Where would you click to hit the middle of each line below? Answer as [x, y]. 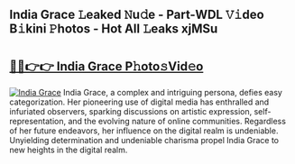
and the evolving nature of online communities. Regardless [177, 121]
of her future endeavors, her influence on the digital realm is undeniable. [144, 131]
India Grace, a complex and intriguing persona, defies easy [172, 92]
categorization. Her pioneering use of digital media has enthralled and [139, 102]
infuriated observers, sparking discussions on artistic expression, [131, 111]
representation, [37, 121]
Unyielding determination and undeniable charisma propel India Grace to [144, 140]
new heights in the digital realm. [69, 150]
